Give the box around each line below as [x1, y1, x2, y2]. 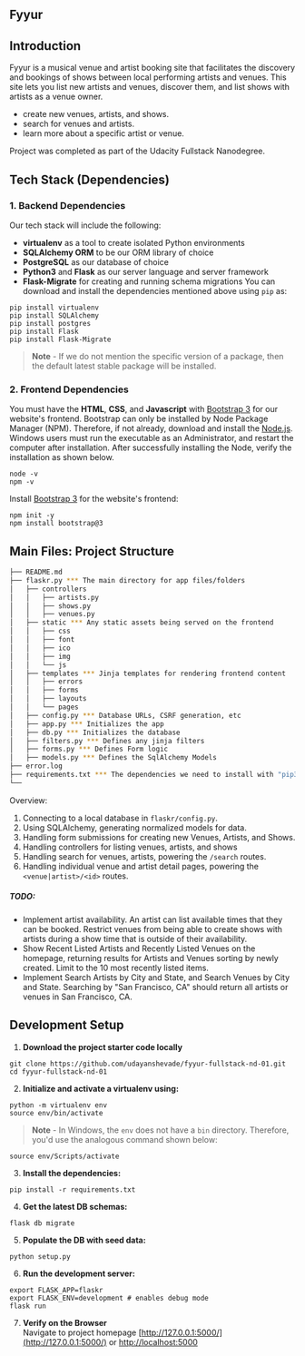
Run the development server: [22, 1268, 136, 1279]
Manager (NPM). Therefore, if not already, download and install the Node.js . [9, 423, 293, 434]
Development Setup [9, 1017, 124, 1033]
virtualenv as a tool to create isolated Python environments [22, 237, 245, 248]
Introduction [9, 38, 82, 54]
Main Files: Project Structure [9, 544, 174, 559]
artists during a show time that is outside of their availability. [22, 933, 248, 944]
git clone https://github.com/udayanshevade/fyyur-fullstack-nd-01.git [9, 1059, 286, 1068]
